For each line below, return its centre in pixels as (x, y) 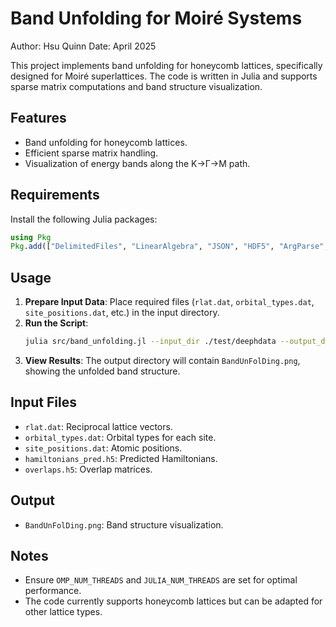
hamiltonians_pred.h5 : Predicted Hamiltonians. (121, 458)
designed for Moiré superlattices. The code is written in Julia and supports (164, 76)
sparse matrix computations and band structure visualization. (136, 86)
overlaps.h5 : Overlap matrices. (88, 469)
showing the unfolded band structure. (102, 371)
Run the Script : (56, 323)
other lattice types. (63, 612)
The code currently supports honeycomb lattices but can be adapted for (173, 601)
